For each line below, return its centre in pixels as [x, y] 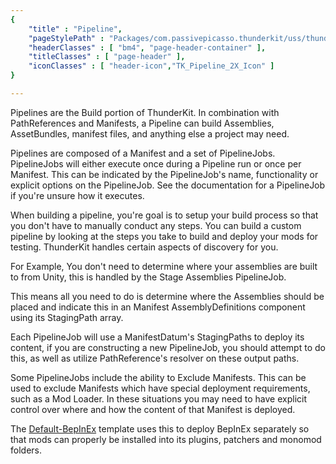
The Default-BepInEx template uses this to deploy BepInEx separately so [160, 428]
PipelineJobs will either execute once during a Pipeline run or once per [156, 163]
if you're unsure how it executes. [77, 195]
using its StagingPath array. [67, 317]
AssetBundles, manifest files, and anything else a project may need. [150, 133]
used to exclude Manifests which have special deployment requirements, [160, 388]
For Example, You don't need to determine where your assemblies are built [164, 266]
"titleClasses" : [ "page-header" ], [107, 57]
